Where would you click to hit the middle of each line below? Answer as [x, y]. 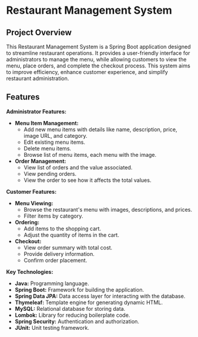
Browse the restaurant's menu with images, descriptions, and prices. [108, 209]
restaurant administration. [38, 78]
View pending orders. [50, 174]
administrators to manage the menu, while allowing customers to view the [96, 59]
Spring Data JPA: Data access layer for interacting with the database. [100, 296]
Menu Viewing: [34, 203]
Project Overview [39, 33]
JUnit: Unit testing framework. [52, 327]
